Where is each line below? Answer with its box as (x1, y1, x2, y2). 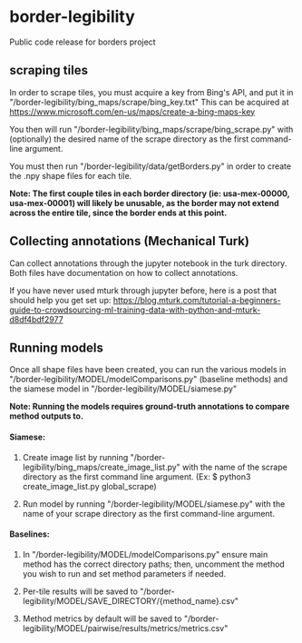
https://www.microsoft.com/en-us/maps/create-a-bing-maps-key (9, 106, 256, 117)
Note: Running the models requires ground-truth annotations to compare (9, 401, 290, 412)
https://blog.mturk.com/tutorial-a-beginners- (112, 294, 281, 305)
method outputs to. (9, 411, 84, 421)
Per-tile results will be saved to (22, 586, 139, 597)
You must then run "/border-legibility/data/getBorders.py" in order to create (9, 161, 292, 172)
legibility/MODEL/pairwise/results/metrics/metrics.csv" (22, 622, 229, 633)
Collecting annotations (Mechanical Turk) (9, 233, 249, 249)
